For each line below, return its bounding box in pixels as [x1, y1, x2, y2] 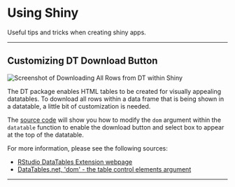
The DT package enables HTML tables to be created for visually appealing [7, 87, 222, 95]
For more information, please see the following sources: [7, 144, 168, 152]
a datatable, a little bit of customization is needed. [7, 102, 151, 110]
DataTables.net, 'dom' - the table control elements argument [17, 165, 192, 173]
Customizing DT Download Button [7, 55, 158, 67]
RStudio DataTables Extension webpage [17, 158, 133, 166]
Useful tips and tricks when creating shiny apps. [7, 28, 147, 36]
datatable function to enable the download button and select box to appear [7, 123, 225, 131]
